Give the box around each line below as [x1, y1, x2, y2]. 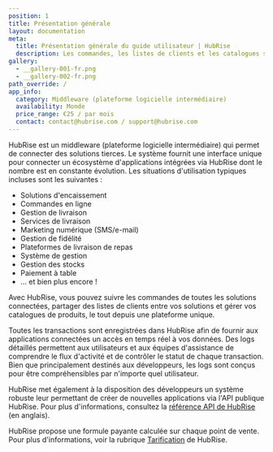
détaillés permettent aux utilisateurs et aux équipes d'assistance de [8, 342, 234, 352]
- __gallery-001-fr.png [15, 65, 96, 73]
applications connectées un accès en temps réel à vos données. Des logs [8, 334, 255, 344]
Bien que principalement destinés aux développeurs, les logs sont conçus [8, 359, 256, 370]
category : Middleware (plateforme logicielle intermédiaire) [15, 95, 227, 103]
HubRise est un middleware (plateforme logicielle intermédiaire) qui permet [8, 140, 260, 150]
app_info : [8, 87, 42, 96]
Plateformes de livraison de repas [19, 241, 133, 252]
